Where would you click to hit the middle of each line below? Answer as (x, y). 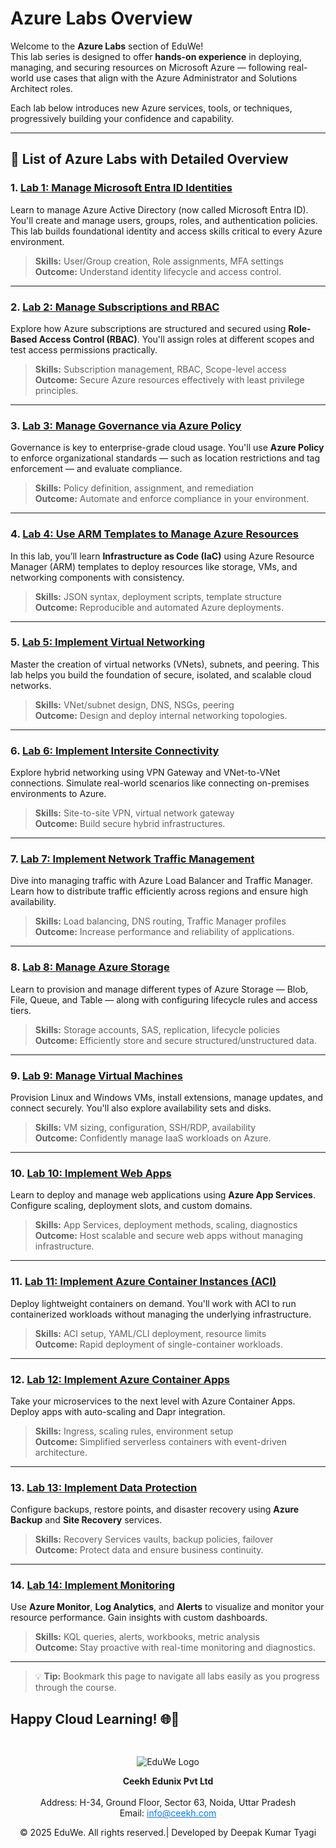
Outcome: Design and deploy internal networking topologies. (161, 715)
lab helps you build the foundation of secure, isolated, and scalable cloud (161, 674)
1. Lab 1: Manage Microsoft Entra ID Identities (121, 188)
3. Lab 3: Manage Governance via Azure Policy (126, 425)
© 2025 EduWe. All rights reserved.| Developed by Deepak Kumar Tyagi (168, 1833)
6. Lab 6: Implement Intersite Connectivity (115, 750)
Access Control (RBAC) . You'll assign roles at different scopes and (176, 339)
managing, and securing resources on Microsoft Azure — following (148, 67)
